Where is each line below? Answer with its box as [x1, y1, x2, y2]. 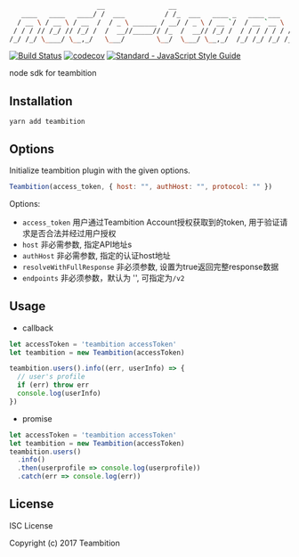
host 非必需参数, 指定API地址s [21, 239, 133, 250]
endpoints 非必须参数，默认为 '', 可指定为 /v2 [21, 272, 185, 283]
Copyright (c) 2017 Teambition [9, 537, 120, 548]
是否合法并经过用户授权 [29, 227, 117, 238]
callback [21, 323, 53, 333]
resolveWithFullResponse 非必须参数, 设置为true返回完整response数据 [21, 261, 279, 272]
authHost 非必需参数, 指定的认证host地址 [21, 250, 171, 260]
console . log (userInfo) [17, 389, 101, 398]
